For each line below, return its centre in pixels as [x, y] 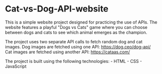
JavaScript [16, 66]
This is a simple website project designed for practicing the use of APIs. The [81, 22]
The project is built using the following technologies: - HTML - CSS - [73, 61]
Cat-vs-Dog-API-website [57, 9]
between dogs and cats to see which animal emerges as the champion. [76, 32]
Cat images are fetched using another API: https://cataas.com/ [67, 52]
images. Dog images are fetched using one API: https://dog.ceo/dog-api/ [78, 47]
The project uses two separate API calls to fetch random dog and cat [74, 41]
